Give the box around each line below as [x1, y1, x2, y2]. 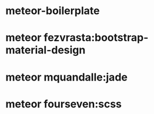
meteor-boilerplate [5, 4, 100, 18]
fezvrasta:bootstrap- [43, 31, 149, 45]
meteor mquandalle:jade [5, 71, 128, 83]
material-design [5, 43, 86, 57]
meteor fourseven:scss [5, 97, 122, 110]
